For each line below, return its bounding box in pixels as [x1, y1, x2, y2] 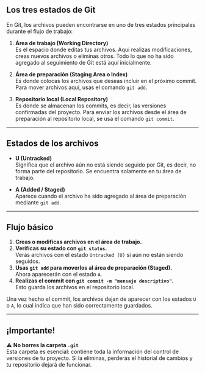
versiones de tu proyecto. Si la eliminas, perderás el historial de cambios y [6, 354, 193, 362]
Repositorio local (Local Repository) [15, 95, 109, 102]
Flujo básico [6, 222, 54, 232]
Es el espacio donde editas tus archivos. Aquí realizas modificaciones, [15, 46, 192, 53]
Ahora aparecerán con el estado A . [15, 271, 103, 278]
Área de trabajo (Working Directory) [15, 39, 109, 46]
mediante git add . [15, 198, 62, 206]
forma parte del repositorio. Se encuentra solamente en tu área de [15, 167, 182, 174]
